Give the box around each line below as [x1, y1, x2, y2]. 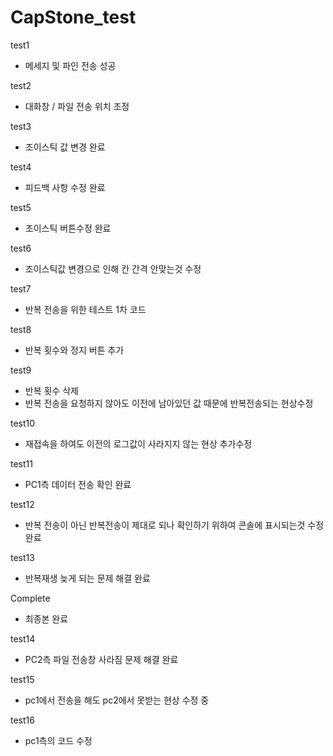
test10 [10, 417, 36, 429]
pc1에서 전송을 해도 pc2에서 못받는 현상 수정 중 [24, 694, 210, 706]
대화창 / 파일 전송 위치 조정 [24, 100, 130, 112]
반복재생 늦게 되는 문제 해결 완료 [24, 572, 151, 584]
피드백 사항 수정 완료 [24, 181, 106, 193]
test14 [10, 632, 36, 645]
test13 [10, 551, 35, 563]
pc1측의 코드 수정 [24, 734, 93, 746]
